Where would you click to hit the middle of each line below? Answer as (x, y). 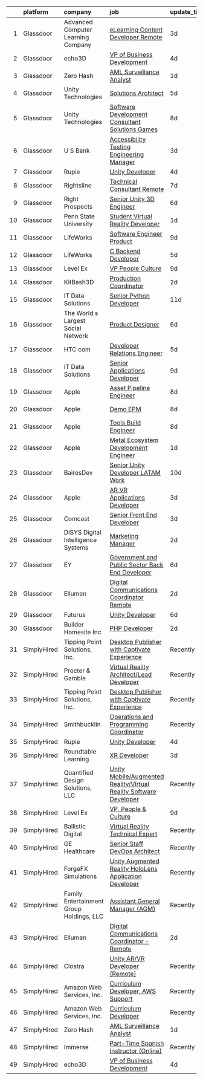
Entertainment (84, 901)
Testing (120, 147)
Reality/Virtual (130, 784)
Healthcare (79, 851)
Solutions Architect (137, 93)
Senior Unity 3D (132, 199)
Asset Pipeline (130, 388)
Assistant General (135, 901)
